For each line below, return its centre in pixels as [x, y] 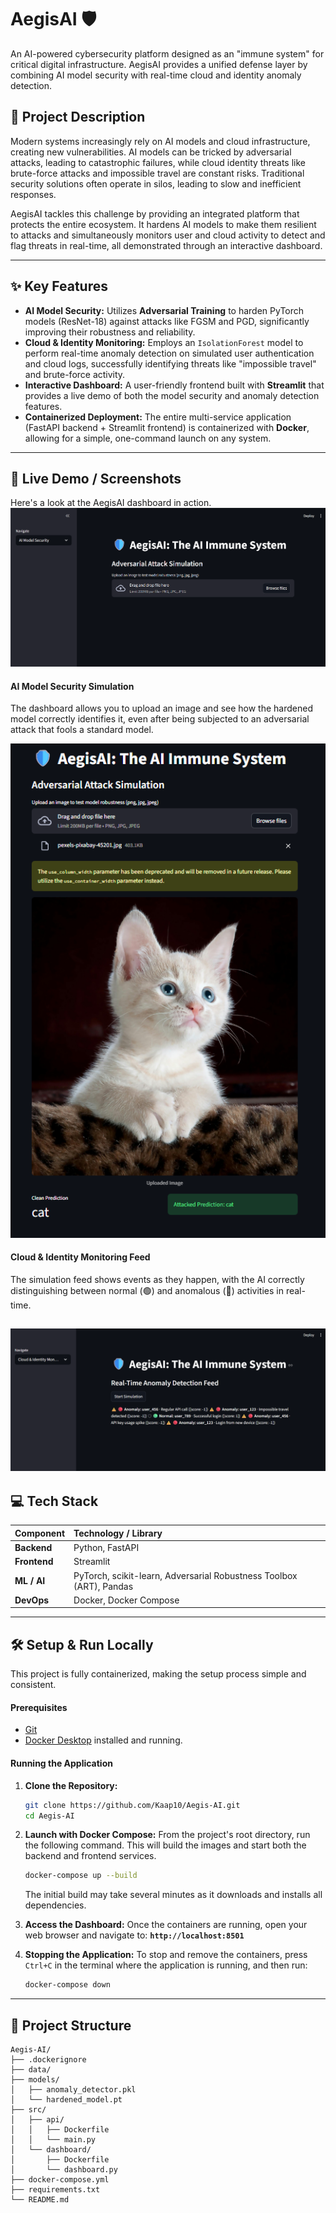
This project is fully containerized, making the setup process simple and [158, 1674]
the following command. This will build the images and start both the [165, 1845]
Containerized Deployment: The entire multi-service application [158, 417]
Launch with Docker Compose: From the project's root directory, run [167, 1835]
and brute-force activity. [75, 374]
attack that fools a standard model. [82, 730]
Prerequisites [39, 1707]
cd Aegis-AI [49, 1816]
